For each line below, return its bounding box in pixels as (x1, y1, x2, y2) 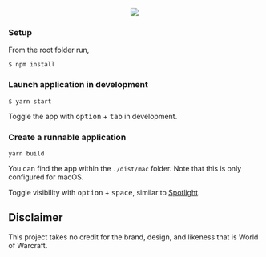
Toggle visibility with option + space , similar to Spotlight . (8, 187, 200, 197)
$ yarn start (8, 97, 52, 106)
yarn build (8, 149, 45, 158)
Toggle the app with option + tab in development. (8, 111, 178, 121)
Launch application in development (8, 79, 148, 90)
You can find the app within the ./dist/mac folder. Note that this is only (8, 163, 242, 173)
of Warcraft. (8, 240, 48, 250)
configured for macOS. (8, 172, 84, 182)
